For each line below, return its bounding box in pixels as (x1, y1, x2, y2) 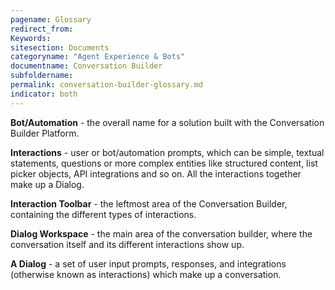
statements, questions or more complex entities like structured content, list (10, 157, 318, 169)
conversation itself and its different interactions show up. (10, 238, 245, 250)
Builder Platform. (10, 127, 80, 139)
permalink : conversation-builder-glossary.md (10, 80, 203, 90)
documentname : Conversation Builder (10, 61, 163, 71)
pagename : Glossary (10, 14, 92, 25)
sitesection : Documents (10, 42, 110, 53)
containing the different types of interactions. (10, 208, 197, 220)
